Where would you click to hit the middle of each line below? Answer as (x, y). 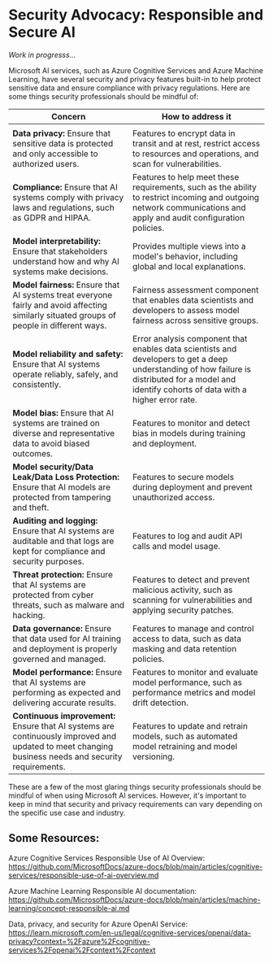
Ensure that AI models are (62, 487)
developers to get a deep (180, 359)
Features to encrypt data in (184, 133)
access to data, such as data (187, 638)
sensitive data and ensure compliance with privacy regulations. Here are (129, 88)
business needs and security (67, 756)
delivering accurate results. (64, 703)
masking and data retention (185, 648)
